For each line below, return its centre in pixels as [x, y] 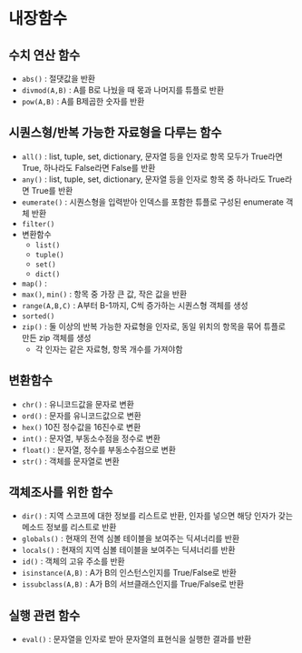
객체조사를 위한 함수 [61, 492]
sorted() [38, 316]
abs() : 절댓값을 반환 [58, 79]
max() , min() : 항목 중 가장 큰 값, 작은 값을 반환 [104, 294]
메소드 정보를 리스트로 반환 [69, 527]
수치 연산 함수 [44, 55]
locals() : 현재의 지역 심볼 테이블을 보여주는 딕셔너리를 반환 [128, 550]
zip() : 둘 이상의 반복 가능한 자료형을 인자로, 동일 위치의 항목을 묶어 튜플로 [154, 326]
